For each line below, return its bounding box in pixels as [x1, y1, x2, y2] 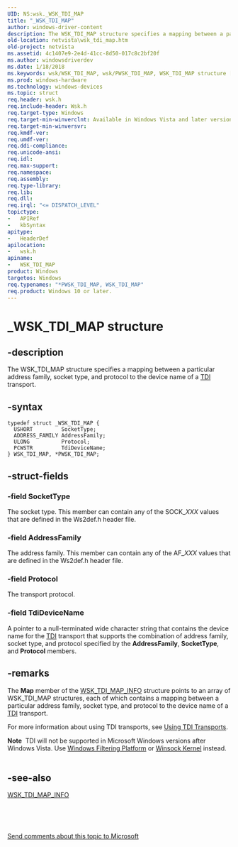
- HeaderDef [7, 235, 50, 242]
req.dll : [7, 195, 33, 202]
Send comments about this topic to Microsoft [7, 832, 140, 841]
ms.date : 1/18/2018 [7, 63, 65, 70]
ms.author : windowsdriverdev [7, 57, 93, 64]
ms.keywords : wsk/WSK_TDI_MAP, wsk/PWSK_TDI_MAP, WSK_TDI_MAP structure [7, 70, 227, 77]
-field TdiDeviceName [7, 608, 85, 618]
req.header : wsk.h [7, 97, 62, 104]
